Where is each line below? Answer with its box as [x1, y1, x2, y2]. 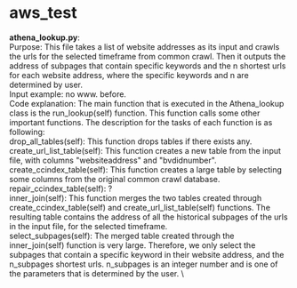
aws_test [9, 3, 77, 23]
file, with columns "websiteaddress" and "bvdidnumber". [9, 155, 217, 165]
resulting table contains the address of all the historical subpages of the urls [9, 212, 288, 222]
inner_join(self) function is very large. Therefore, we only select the [9, 239, 256, 251]
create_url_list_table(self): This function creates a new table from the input [9, 145, 282, 156]
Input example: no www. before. [9, 88, 127, 100]
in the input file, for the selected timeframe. [9, 220, 168, 231]
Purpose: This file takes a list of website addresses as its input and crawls [9, 41, 280, 52]
